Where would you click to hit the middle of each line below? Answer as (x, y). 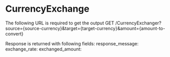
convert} (15, 34)
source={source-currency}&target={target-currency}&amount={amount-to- (85, 28)
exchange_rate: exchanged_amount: (44, 49)
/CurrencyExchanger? (138, 23)
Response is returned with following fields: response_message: (72, 43)
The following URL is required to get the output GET (60, 23)
